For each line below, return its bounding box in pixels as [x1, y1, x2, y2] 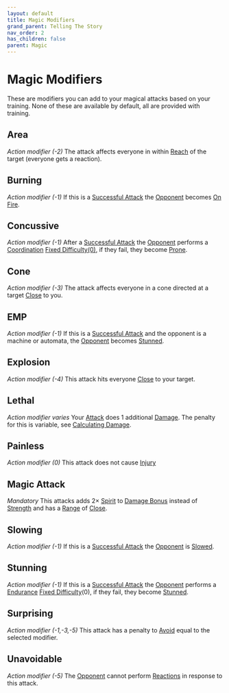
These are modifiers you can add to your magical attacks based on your [7, 94, 210, 103]
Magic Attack [7, 478, 66, 490]
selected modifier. [7, 633, 58, 641]
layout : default [7, 10, 53, 17]
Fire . [7, 200, 20, 209]
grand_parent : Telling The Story [7, 23, 103, 30]
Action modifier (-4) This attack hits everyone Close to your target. [7, 374, 195, 383]
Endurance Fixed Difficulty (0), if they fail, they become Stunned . [7, 588, 189, 596]
